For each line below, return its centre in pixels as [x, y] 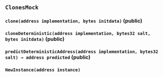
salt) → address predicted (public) [48, 57]
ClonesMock [22, 8]
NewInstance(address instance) [43, 70]
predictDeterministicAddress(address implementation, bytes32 [82, 52]
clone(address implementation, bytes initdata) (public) [74, 21]
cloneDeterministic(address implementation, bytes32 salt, [78, 34]
